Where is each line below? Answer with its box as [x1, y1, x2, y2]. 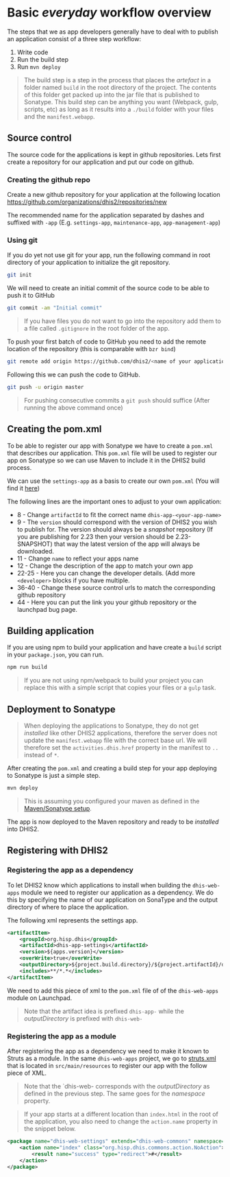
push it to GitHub [7, 292, 55, 300]
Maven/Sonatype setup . [23, 805, 92, 813]
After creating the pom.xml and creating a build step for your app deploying [7, 764, 217, 772]
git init [7, 272, 32, 278]
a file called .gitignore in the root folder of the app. [23, 324, 170, 333]
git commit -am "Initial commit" [7, 305, 103, 311]
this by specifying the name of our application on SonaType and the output [7, 895, 218, 903]
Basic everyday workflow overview [7, 5, 212, 21]
